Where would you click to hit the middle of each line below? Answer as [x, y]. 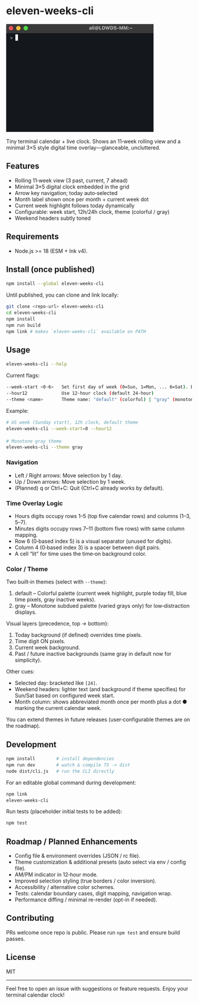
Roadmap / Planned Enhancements [72, 841]
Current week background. [47, 647]
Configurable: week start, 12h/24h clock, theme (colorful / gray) [92, 211]
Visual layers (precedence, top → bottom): [57, 624]
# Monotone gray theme [34, 441]
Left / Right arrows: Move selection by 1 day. [68, 475]
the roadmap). [23, 726]
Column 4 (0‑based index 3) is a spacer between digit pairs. [88, 547]
